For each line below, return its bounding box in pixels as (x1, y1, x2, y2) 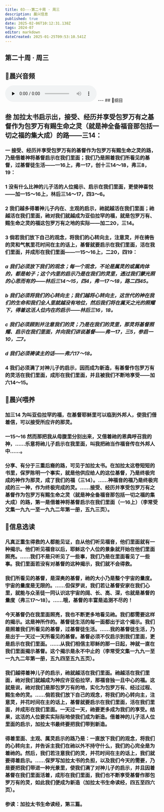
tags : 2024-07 (5, 25, 34, 30)
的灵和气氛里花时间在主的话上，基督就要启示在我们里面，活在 (5, 241, 150, 248)
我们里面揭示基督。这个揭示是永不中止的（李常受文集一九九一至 (5, 648, 155, 655)
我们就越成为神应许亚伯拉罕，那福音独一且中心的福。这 (25, 677, 155, 684)
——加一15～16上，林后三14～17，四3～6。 (5, 191, 108, 198)
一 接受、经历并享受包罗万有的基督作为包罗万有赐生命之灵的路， (5, 147, 156, 154)
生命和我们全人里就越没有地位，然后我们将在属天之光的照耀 (15, 299, 155, 306)
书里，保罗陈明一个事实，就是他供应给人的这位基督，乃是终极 (5, 470, 150, 476)
